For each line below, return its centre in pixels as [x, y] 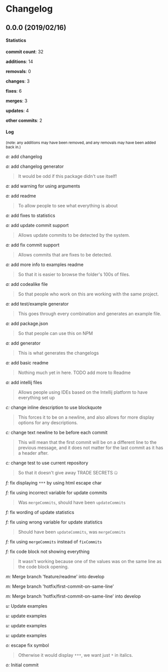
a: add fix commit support [33, 245]
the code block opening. [43, 567]
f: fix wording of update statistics [40, 512]
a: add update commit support [37, 225]
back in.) [13, 147]
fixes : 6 [14, 91]
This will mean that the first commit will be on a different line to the [87, 442]
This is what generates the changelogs [58, 353]
